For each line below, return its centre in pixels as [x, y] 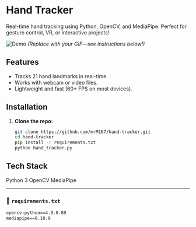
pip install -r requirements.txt [55, 143]
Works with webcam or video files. [56, 82]
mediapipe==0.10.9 [28, 219]
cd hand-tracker [34, 137]
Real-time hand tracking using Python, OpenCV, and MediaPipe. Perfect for [96, 26]
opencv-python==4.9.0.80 [36, 213]
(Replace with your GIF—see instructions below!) [86, 44]
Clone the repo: [34, 121]
